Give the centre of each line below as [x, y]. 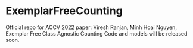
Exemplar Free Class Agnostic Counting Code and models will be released [96, 33]
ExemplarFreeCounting [64, 11]
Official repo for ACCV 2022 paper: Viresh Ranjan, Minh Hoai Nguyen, [91, 27]
